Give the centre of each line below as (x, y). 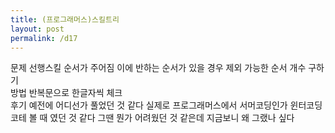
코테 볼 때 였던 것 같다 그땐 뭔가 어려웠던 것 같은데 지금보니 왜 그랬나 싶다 (152, 118)
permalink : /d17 (44, 38)
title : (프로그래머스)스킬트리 (65, 19)
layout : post (37, 29)
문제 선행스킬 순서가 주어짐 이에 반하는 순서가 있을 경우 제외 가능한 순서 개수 (158, 68)
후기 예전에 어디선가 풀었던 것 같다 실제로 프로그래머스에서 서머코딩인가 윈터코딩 (166, 105)
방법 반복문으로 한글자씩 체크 (66, 93)
